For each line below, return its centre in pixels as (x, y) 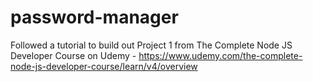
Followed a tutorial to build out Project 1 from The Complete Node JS (151, 45)
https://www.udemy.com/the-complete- (220, 55)
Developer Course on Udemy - (73, 55)
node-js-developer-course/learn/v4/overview (104, 66)
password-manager (94, 17)
